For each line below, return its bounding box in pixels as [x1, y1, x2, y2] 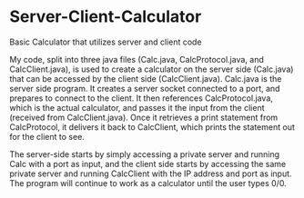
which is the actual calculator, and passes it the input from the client [9, 102, 265, 113]
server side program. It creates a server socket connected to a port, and [9, 83, 280, 94]
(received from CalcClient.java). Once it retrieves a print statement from [9, 112, 279, 123]
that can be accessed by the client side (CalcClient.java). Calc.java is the [9, 73, 282, 84]
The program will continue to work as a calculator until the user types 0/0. [9, 177, 287, 188]
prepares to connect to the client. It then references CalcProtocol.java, [9, 93, 273, 104]
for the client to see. [9, 131, 85, 142]
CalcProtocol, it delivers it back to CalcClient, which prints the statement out [9, 121, 296, 133]
